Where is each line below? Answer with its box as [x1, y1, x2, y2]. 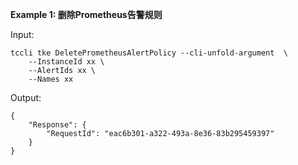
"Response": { [28, 120, 87, 130]
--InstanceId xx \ [28, 57, 105, 67]
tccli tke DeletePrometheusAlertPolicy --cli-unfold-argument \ [10, 48, 288, 58]
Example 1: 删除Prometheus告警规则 [10, 9, 163, 20]
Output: [10, 92, 42, 103]
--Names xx [28, 74, 74, 84]
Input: [10, 29, 35, 40]
